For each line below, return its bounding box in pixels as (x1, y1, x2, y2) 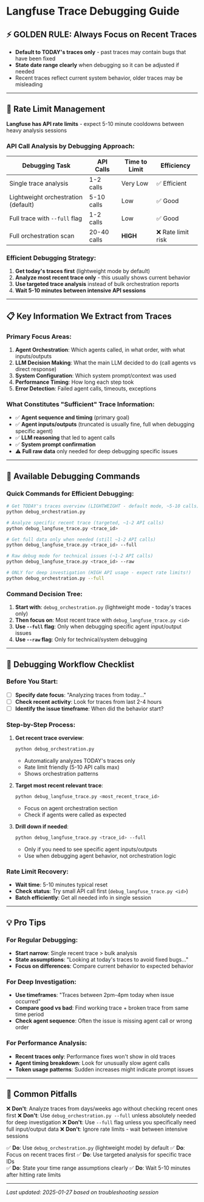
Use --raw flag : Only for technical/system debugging (15, 636, 148, 643)
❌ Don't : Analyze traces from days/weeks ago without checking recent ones (6, 1105, 198, 1113)
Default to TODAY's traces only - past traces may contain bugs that (15, 49, 186, 55)
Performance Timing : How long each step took (15, 378, 134, 386)
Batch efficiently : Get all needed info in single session (15, 894, 152, 901)
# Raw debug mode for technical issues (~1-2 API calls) (6, 553, 154, 559)
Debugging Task (22, 161, 71, 170)
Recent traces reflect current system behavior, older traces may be (15, 74, 183, 82)
